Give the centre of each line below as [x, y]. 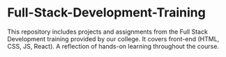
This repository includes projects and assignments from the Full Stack [107, 32]
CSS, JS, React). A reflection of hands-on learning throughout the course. [113, 46]
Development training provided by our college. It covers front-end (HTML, [113, 38]
